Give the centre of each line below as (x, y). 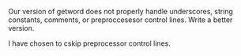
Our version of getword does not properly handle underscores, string (120, 11)
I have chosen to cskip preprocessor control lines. (90, 43)
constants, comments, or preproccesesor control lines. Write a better (120, 20)
